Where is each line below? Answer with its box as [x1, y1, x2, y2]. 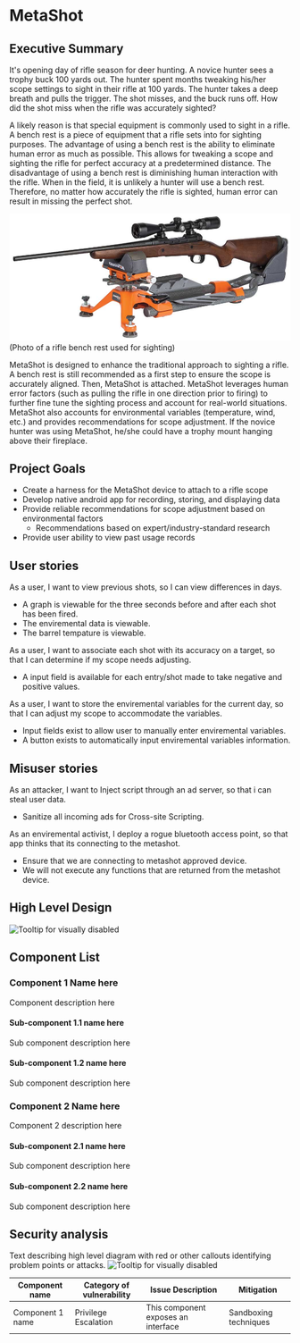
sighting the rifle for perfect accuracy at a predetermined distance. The [9, 158, 271, 168]
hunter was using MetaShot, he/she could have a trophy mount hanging [9, 425, 273, 436]
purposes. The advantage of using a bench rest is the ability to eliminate [9, 139, 275, 149]
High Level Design [9, 900, 112, 916]
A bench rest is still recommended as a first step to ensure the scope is [9, 368, 271, 380]
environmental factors [21, 513, 104, 524]
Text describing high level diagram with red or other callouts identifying [9, 1250, 271, 1261]
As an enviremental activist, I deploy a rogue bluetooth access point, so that [9, 828, 288, 840]
